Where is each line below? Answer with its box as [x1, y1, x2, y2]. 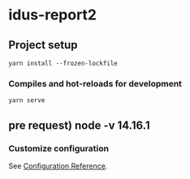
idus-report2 [8, 6, 97, 24]
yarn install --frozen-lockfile [8, 59, 118, 67]
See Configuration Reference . [8, 160, 108, 171]
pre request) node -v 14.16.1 [8, 118, 150, 132]
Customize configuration [8, 143, 110, 154]
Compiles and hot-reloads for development [8, 78, 183, 89]
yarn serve [8, 96, 45, 104]
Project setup [8, 38, 79, 52]
